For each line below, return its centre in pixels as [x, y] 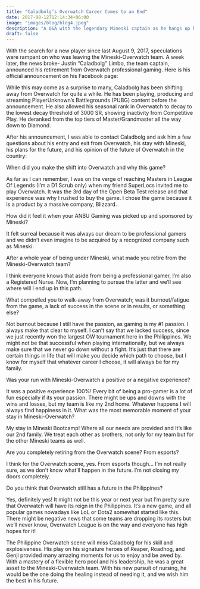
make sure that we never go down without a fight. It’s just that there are [93, 349]
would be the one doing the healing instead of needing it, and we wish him [97, 574]
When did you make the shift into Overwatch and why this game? [86, 168]
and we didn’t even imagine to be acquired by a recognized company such [98, 240]
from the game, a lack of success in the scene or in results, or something [96, 306]
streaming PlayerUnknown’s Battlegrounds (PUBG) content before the [92, 100]
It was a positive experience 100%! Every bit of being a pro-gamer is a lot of [99, 391]
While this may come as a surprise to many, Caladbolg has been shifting [95, 87]
